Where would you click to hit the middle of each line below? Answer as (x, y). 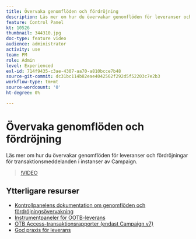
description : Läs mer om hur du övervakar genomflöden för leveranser (94, 17)
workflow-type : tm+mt (32, 82)
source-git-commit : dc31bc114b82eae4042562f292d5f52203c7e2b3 (83, 76)
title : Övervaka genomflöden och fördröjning (62, 11)
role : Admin (20, 60)
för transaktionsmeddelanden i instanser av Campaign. (72, 161)
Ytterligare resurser (43, 191)
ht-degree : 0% (23, 93)
